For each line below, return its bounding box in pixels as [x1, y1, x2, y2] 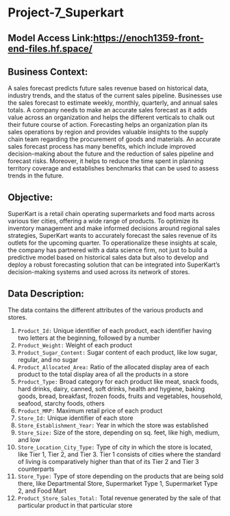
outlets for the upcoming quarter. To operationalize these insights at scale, [8, 238, 218, 247]
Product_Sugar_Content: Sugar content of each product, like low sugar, [17, 348, 218, 357]
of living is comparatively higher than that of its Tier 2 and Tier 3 [17, 458, 199, 466]
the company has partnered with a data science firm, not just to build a [8, 246, 207, 254]
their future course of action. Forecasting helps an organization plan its [8, 121, 208, 129]
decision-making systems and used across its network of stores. [8, 268, 190, 276]
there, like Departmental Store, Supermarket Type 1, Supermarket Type [17, 480, 218, 488]
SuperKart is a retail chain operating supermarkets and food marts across [8, 210, 215, 218]
